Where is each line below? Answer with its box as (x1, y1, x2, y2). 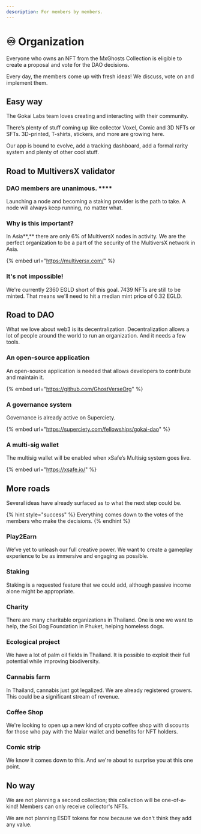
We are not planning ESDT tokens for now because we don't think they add (6, 815, 192, 822)
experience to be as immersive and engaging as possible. (6, 552, 149, 560)
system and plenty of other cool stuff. (6, 149, 99, 156)
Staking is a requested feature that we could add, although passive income (6, 581, 191, 588)
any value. (6, 821, 32, 828)
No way (6, 780, 35, 791)
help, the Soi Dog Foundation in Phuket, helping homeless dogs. (6, 623, 164, 630)
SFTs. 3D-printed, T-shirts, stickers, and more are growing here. (6, 131, 165, 138)
